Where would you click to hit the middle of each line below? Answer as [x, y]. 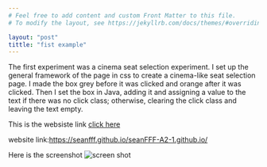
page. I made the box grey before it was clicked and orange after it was [125, 84]
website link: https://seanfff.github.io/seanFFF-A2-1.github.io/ [108, 140]
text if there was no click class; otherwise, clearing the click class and [122, 101]
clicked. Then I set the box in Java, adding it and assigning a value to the [127, 93]
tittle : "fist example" [48, 44]
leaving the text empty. [46, 109]
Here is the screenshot [46, 155]
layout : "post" [33, 37]
